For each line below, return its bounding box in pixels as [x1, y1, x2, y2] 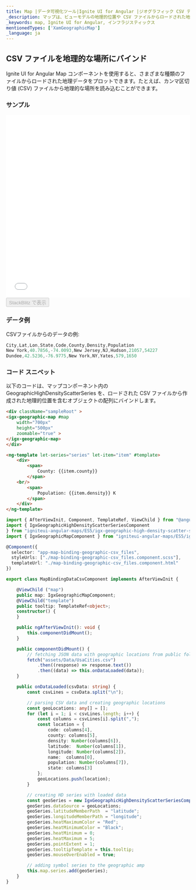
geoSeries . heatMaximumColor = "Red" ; [27, 819, 118, 826]
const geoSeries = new [27, 797, 82, 803]
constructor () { [16, 608, 57, 615]
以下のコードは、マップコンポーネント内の [6, 382, 108, 389]
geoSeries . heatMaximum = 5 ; [27, 836, 95, 841]
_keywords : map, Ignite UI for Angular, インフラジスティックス [6, 19, 156, 25]
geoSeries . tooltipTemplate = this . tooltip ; [27, 847, 134, 853]
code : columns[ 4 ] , [47, 727, 93, 733]
